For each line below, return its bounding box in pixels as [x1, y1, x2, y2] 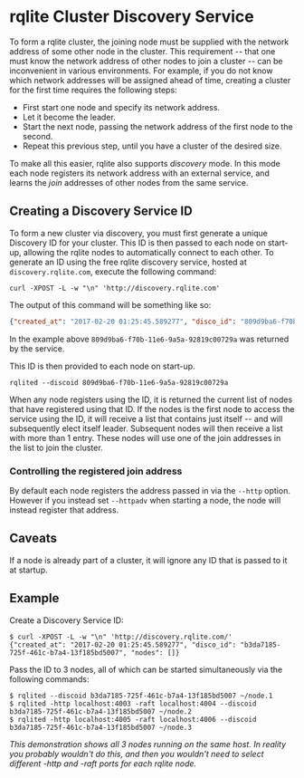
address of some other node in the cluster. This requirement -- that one [9, 45, 276, 56]
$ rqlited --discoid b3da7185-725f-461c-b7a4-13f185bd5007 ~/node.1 [9, 691, 273, 700]
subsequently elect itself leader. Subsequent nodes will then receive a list [9, 423, 283, 434]
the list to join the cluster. [9, 442, 103, 453]
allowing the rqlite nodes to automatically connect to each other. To [23, 246, 274, 257]
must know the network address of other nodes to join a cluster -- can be [9, 55, 283, 66]
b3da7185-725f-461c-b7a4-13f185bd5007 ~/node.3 [9, 723, 193, 732]
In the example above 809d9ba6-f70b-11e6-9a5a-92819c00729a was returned [9, 333, 290, 344]
